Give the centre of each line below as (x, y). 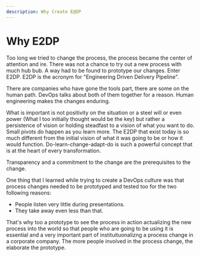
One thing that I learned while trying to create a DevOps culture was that (95, 180)
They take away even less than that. (59, 210)
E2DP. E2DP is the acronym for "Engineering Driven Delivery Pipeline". (93, 77)
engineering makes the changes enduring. (58, 101)
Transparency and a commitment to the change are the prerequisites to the (99, 162)
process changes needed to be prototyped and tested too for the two (92, 186)
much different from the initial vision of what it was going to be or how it (95, 138)
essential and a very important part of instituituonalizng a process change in (100, 235)
